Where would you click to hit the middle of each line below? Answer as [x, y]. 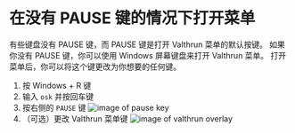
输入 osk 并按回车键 [58, 96]
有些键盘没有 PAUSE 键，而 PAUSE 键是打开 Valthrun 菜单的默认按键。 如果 [147, 44]
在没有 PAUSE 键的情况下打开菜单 [132, 18]
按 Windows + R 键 [57, 85]
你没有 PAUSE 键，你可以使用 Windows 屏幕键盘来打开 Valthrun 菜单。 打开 [148, 55]
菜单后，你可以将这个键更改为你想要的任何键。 [95, 66]
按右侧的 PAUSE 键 [54, 107]
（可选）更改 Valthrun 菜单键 [75, 118]
